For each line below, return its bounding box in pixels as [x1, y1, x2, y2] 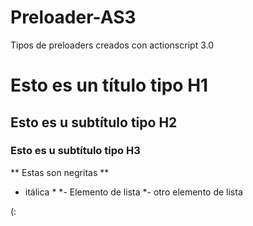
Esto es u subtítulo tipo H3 [10, 144, 141, 158]
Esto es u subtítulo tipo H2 [10, 114, 178, 131]
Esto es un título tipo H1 [10, 74, 209, 97]
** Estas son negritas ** [10, 166, 110, 178]
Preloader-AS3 [10, 6, 137, 29]
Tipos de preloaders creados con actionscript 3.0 [10, 39, 214, 51]
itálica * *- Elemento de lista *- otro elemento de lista [24, 186, 243, 198]
